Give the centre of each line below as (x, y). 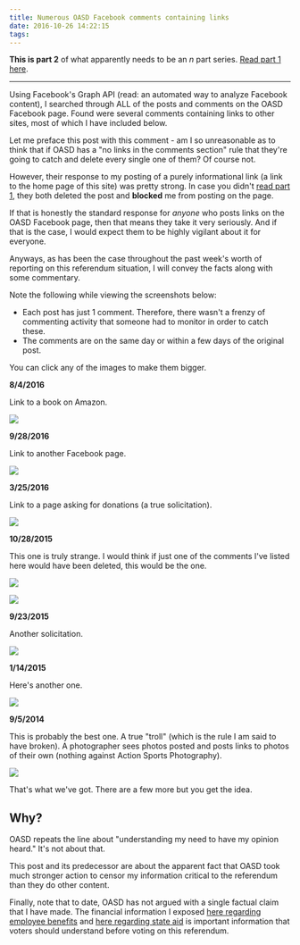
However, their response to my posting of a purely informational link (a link (146, 177)
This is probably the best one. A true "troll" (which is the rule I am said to (143, 737)
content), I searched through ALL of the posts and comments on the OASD (146, 105)
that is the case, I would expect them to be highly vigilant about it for (135, 232)
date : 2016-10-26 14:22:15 (59, 26)
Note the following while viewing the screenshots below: (113, 295)
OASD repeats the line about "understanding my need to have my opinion (144, 840)
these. (34, 331)
